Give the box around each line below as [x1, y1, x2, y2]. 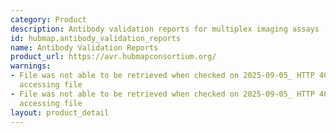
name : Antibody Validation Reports [10, 42, 159, 53]
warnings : [10, 61, 52, 71]
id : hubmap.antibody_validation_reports [10, 33, 182, 43]
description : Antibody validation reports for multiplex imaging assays [10, 24, 320, 34]
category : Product [10, 14, 87, 25]
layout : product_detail [10, 107, 110, 118]
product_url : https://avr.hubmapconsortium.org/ [10, 52, 217, 62]
